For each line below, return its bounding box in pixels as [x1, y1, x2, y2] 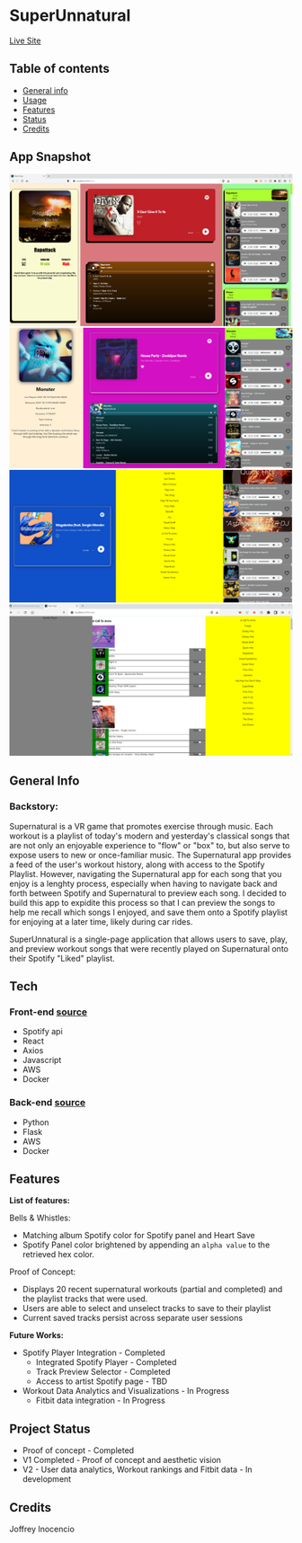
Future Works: [9, 1330, 65, 1341]
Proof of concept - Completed [22, 1445, 135, 1456]
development [22, 1474, 72, 1485]
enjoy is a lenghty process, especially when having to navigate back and [9, 878, 278, 889]
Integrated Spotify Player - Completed [35, 1357, 177, 1368]
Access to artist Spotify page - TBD [35, 1376, 168, 1387]
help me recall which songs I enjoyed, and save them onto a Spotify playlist [9, 907, 288, 918]
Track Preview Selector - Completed [35, 1367, 171, 1378]
